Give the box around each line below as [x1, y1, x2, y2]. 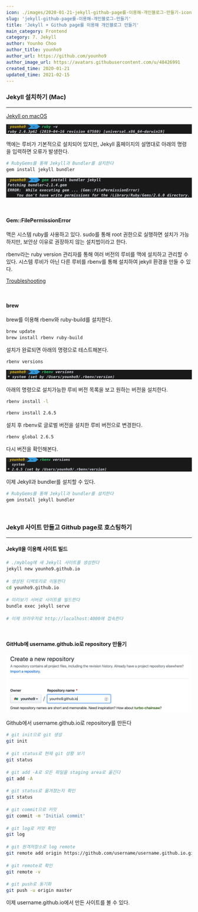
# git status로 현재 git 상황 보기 [6, 751, 85, 757]
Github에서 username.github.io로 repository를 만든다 [6, 720, 132, 727]
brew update [6, 329, 35, 334]
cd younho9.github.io [6, 585, 60, 590]
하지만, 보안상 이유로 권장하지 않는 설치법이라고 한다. [6, 238, 127, 245]
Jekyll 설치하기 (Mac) [6, 93, 67, 101]
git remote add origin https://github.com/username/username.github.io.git [6, 850, 196, 857]
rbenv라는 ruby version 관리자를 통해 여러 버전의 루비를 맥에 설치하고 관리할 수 [6, 251, 189, 258]
